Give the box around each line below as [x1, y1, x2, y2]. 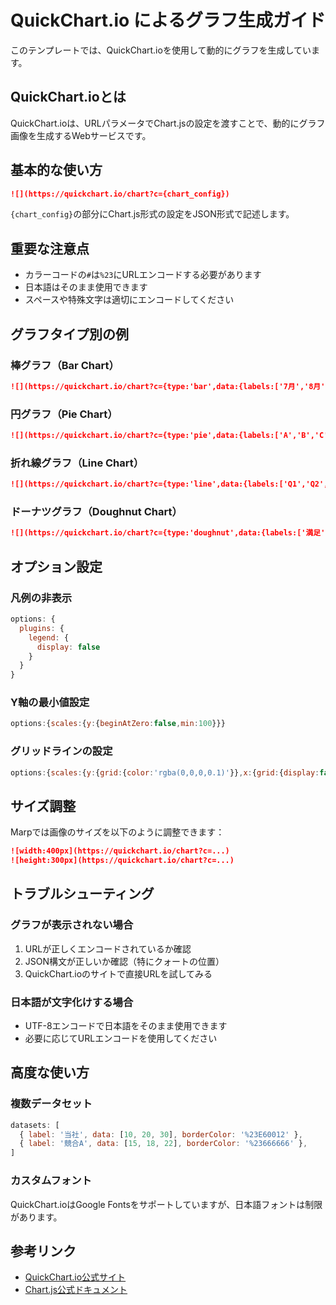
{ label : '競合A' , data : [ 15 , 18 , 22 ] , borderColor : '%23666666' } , [19, 1139, 308, 1149]
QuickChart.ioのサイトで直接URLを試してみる [24, 967, 213, 980]
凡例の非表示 [10, 591, 73, 605]
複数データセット [10, 1097, 93, 1111]
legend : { [28, 632, 70, 643]
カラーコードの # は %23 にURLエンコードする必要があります [24, 269, 262, 281]
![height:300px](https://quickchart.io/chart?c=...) [10, 856, 235, 866]
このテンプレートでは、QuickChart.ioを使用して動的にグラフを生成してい [10, 44, 312, 56]
